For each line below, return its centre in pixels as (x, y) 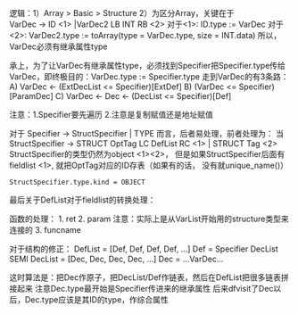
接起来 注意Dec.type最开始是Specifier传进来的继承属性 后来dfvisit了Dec (141, 289)
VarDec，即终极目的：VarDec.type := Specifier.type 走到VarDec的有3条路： (149, 77)
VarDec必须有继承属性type (59, 46)
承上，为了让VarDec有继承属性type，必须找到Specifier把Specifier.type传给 (147, 66)
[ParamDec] (31, 96)
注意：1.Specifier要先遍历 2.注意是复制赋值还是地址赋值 (112, 115)
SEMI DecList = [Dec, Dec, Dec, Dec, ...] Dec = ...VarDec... (116, 259)
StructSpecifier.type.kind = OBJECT (77, 182)
